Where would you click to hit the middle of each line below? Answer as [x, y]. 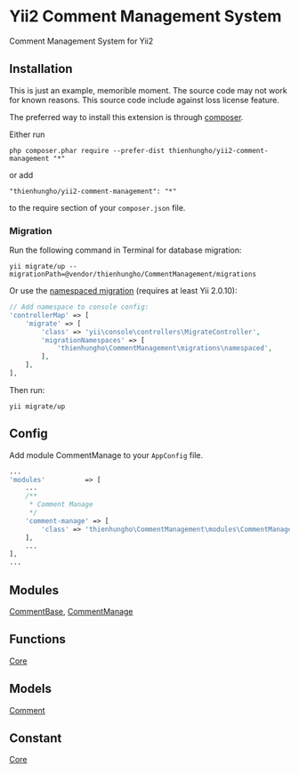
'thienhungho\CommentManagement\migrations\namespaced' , [165, 349]
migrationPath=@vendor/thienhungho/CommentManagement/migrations [133, 274]
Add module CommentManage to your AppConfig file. [106, 455]
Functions [38, 639]
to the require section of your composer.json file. [97, 207]
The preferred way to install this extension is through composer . [126, 117]
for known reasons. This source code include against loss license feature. [145, 100]
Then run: [27, 390]
